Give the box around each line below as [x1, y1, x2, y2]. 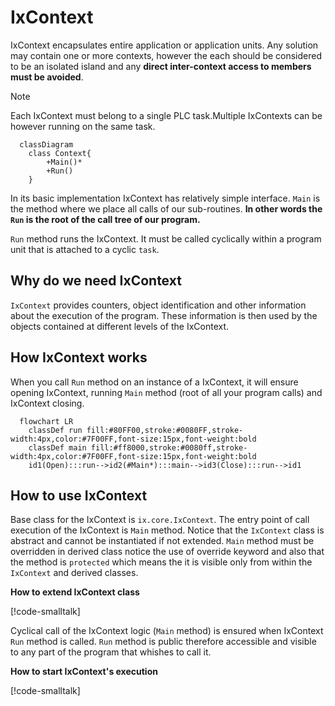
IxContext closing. [10, 397, 85, 409]
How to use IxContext [10, 487, 148, 504]
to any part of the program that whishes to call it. [10, 646, 212, 658]
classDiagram [19, 139, 74, 150]
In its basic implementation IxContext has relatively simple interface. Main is [10, 192, 321, 204]
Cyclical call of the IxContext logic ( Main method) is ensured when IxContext [10, 625, 324, 637]
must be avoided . [10, 71, 84, 83]
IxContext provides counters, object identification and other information [10, 299, 307, 311]
